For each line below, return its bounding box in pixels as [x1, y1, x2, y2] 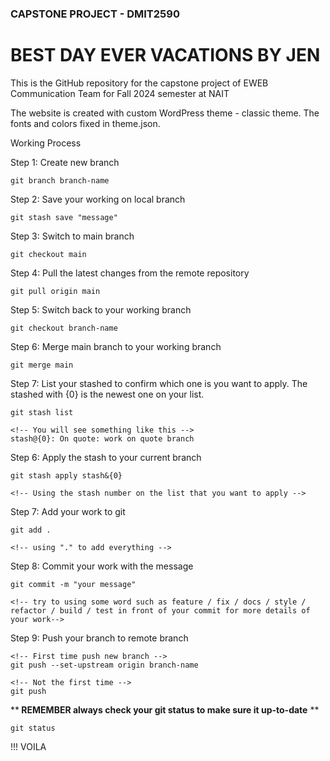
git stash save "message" [10, 212, 118, 222]
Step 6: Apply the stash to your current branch [10, 451, 202, 463]
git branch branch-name [10, 175, 110, 186]
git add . [10, 525, 52, 535]
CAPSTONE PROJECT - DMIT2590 [10, 7, 180, 21]
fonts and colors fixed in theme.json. [10, 117, 161, 129]
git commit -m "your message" [10, 579, 137, 589]
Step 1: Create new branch [10, 156, 120, 168]
